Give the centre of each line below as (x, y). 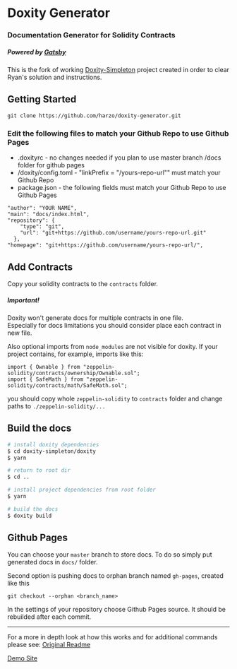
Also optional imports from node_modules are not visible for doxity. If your (113, 346)
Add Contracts (40, 267)
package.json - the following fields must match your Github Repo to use (122, 188)
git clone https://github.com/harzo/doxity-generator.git (94, 116)
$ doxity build (30, 516)
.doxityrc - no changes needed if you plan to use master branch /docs (119, 158)
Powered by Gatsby (37, 52)
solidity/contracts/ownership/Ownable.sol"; (74, 373)
